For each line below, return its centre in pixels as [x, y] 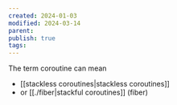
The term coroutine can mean [58, 68]
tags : [17, 46]
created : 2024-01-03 [43, 16]
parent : [21, 30]
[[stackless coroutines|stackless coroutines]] [95, 84]
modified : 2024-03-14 [45, 23]
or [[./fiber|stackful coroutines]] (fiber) [84, 92]
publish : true [32, 38]
